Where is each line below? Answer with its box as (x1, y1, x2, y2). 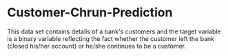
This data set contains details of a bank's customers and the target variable (7, 27, 222, 36)
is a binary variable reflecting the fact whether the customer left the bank (7, 34, 215, 42)
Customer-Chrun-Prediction (7, 5, 173, 20)
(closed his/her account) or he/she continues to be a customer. (7, 42, 187, 50)
